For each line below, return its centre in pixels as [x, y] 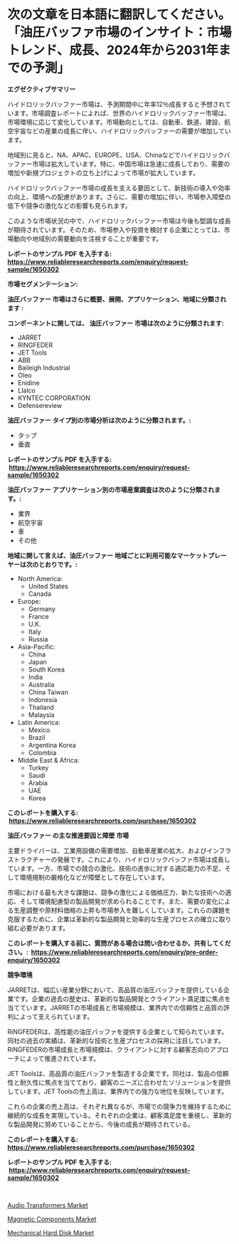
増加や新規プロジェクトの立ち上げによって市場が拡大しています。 [103, 172]
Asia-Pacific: [36, 647]
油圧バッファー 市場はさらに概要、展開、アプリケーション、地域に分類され [117, 299]
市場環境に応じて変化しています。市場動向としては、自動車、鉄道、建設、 [116, 122]
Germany [42, 609]
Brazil [37, 737]
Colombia [42, 753]
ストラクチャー [29, 859]
